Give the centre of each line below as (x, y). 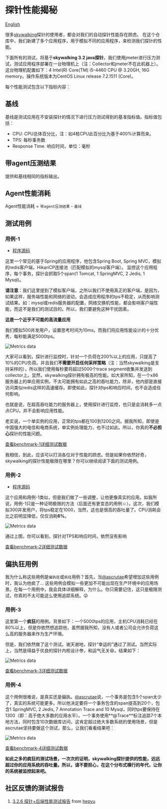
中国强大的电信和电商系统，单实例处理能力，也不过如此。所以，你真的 (77, 428)
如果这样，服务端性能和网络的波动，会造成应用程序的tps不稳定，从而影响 (80, 297)
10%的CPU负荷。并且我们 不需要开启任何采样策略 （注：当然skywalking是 (80, 363)
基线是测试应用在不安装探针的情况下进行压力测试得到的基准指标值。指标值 (81, 117)
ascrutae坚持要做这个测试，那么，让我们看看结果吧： (60, 728)
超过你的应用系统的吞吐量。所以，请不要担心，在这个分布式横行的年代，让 (81, 765)
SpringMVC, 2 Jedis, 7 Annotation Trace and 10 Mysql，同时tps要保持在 (86, 709)
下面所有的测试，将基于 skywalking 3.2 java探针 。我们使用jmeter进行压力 (81, 57)
